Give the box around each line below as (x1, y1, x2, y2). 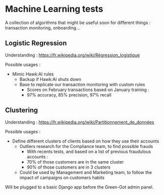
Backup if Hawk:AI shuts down (19, 76, 82, 82)
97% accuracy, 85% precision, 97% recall (26, 92, 112, 97)
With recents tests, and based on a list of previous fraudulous (26, 148, 151, 154)
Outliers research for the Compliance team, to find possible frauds (19, 143, 153, 149)
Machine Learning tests (5, 3, 104, 15)
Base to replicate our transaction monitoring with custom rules (19, 81, 145, 87)
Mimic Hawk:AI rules (12, 71, 54, 77)
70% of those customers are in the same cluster (26, 159, 124, 165)
